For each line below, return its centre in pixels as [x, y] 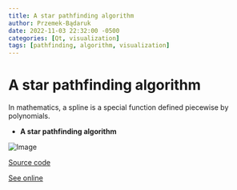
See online [26, 178]
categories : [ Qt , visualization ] [64, 38]
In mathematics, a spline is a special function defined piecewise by [118, 107]
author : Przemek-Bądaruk [50, 23]
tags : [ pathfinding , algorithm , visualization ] [89, 46]
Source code [29, 163]
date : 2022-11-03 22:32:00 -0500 [64, 30]
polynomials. [29, 116]
